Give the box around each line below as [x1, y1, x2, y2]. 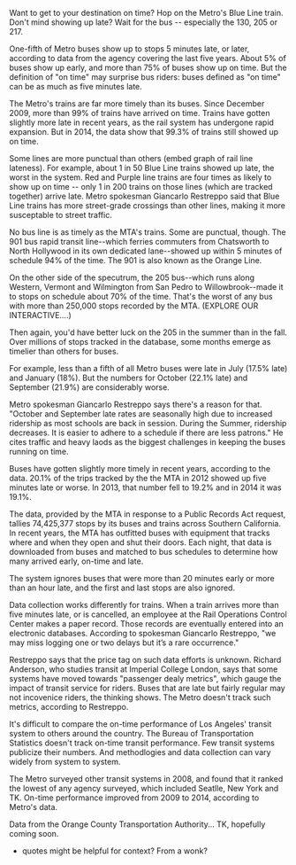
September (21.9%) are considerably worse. [9, 382, 170, 393]
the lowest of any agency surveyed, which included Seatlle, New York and [9, 783, 279, 793]
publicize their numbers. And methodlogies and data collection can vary [9, 747, 271, 757]
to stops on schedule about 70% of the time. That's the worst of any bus [9, 292, 273, 301]
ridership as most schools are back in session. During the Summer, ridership [9, 418, 287, 428]
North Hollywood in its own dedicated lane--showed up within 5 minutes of [9, 245, 283, 256]
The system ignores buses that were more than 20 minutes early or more [9, 573, 276, 583]
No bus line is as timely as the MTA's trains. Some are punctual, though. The [9, 227, 287, 238]
